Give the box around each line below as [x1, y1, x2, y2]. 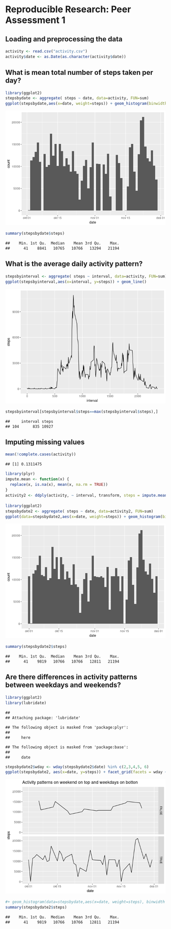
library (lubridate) [5, 700, 47, 705]
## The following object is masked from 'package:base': [5, 745, 129, 750]
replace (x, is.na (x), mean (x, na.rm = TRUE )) [10, 482, 108, 487]
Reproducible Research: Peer [5, 4, 131, 15]
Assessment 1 [5, 14, 66, 26]
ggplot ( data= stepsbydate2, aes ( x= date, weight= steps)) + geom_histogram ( [5, 514, 163, 520]
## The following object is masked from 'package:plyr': [5, 725, 129, 730]
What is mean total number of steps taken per [5, 68, 154, 77]
